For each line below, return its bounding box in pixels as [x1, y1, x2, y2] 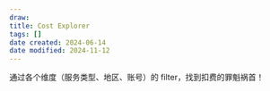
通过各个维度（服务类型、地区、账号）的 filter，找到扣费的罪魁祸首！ [9, 72, 265, 83]
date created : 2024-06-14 [9, 37, 106, 47]
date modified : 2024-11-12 [9, 46, 110, 55]
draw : [9, 12, 30, 22]
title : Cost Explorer [9, 21, 91, 30]
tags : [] [9, 29, 42, 38]
